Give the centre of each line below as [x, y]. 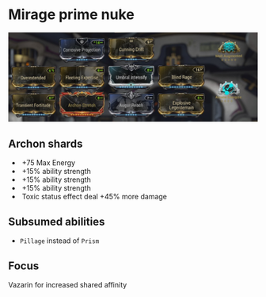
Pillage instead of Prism [59, 241]
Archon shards [46, 143]
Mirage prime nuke [71, 15]
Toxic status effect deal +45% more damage [95, 197]
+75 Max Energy [49, 163]
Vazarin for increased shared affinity [68, 285]
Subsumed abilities [57, 221]
